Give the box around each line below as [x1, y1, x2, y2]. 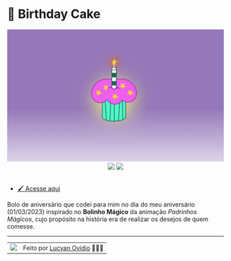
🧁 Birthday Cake [7, 6, 101, 22]
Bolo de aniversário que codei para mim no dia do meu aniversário [7, 200, 195, 209]
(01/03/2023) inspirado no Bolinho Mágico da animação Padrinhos [7, 208, 197, 216]
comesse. [7, 222, 35, 231]
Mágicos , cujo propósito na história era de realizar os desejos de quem [7, 215, 208, 223]
